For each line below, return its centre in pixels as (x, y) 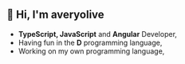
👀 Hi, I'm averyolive (55, 15)
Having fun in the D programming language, (90, 42)
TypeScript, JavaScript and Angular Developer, (98, 34)
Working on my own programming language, (91, 51)
